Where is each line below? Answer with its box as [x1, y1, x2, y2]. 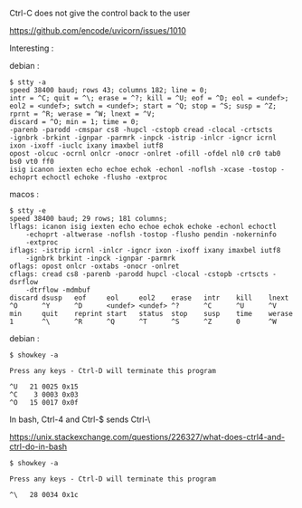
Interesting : [9, 43, 54, 53]
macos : [9, 189, 39, 199]
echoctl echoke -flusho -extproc [42, 173, 168, 182]
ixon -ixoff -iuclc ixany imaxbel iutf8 [9, 141, 165, 150]
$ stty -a [9, 78, 47, 87]
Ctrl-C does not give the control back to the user [9, 8, 191, 18]
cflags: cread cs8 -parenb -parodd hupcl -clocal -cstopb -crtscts [9, 270, 269, 279]
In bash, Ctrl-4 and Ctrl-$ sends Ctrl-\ [9, 414, 151, 425]
